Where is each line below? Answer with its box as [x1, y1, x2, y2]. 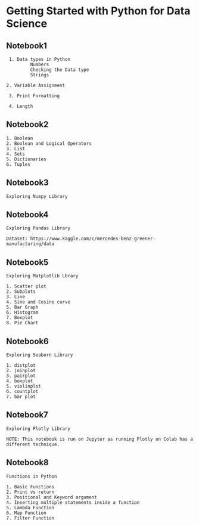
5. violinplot [6, 383, 42, 389]
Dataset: [6, 236, 28, 242]
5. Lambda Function [6, 505, 55, 510]
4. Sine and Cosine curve [6, 299, 70, 305]
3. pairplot [6, 373, 36, 379]
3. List [6, 146, 26, 151]
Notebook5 [6, 257, 49, 267]
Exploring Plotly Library [6, 425, 70, 432]
